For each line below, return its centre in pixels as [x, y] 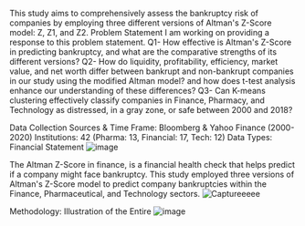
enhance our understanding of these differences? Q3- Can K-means [138, 91]
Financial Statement [47, 147]
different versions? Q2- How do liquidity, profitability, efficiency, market [144, 62]
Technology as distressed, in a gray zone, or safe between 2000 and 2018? [151, 110]
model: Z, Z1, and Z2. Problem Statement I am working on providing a [139, 32]
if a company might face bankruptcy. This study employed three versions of [152, 174]
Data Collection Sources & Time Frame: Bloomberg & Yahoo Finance [138, 128]
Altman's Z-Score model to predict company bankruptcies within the [138, 184]
